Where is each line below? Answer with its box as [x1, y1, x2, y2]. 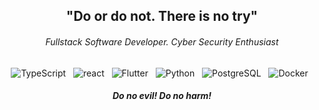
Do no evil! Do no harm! [112, 90, 212, 102]
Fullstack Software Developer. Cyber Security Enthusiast [45, 35, 279, 48]
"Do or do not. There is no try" [65, 8, 259, 25]
